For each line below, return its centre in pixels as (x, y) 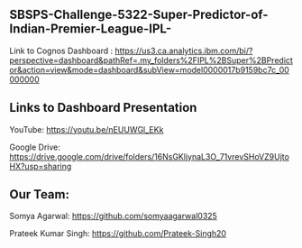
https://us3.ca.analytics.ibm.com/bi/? (184, 51)
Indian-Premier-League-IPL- (91, 29)
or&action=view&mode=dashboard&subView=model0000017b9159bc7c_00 (150, 69)
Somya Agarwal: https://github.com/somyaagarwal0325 (114, 216)
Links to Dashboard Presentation (103, 108)
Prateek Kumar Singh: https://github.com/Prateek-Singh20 (118, 234)
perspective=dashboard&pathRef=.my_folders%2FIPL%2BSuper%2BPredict (151, 60)
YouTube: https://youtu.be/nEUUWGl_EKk (87, 129)
